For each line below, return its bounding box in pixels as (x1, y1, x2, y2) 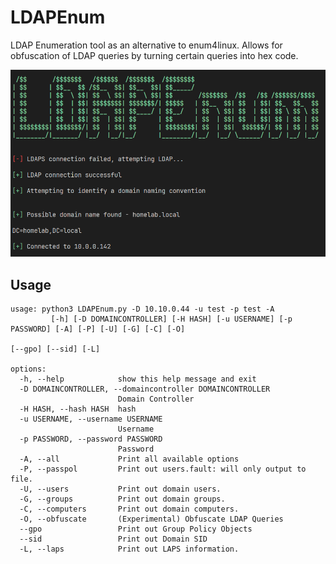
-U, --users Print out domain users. (19, 484, 222, 494)
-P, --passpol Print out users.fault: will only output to (19, 464, 307, 474)
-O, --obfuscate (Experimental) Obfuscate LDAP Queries (19, 514, 284, 524)
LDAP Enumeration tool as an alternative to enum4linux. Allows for (10, 39, 283, 51)
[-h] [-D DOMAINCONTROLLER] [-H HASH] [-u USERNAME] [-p (50, 314, 293, 324)
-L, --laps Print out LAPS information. (19, 544, 240, 554)
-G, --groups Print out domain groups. (19, 494, 226, 504)
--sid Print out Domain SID (19, 534, 208, 544)
